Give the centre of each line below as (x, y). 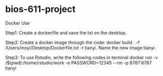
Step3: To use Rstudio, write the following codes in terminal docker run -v (81, 57)
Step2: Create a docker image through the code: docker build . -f (72, 42)
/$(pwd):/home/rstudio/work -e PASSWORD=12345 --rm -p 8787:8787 (78, 62)
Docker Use (18, 23)
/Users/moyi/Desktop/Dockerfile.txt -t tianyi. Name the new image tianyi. (80, 47)
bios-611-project (40, 9)
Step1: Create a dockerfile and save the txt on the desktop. (66, 32)
